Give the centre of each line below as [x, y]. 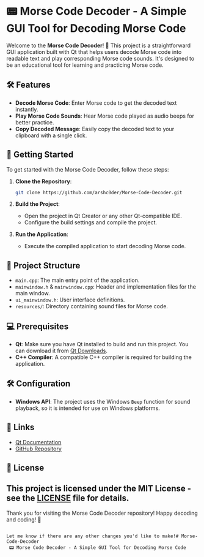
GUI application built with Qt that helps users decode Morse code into [94, 51]
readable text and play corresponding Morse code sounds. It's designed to [100, 58]
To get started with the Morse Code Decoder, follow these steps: [88, 169]
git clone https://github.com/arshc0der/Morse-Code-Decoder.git [99, 192]
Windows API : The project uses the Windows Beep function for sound [103, 401]
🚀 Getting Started [40, 155]
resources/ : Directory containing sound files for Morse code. [91, 306]
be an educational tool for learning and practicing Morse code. [85, 65]
